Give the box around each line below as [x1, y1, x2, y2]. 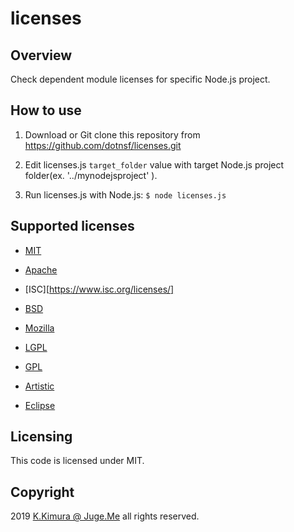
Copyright [10, 483, 75, 501]
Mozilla [24, 322, 55, 334]
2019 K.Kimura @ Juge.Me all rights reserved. [10, 510, 200, 522]
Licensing [10, 428, 73, 446]
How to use [10, 102, 82, 119]
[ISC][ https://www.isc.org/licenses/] [24, 283, 175, 295]
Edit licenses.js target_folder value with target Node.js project [24, 158, 285, 171]
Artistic [24, 380, 55, 392]
